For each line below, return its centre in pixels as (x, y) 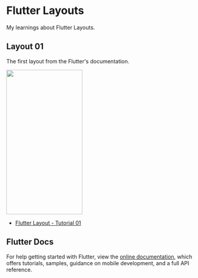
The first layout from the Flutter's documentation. (68, 61)
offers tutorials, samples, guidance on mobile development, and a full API (98, 263)
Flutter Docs (30, 242)
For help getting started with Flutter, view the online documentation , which (99, 257)
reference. (19, 269)
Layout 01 (25, 47)
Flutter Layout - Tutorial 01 (48, 223)
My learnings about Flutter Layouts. (51, 27)
